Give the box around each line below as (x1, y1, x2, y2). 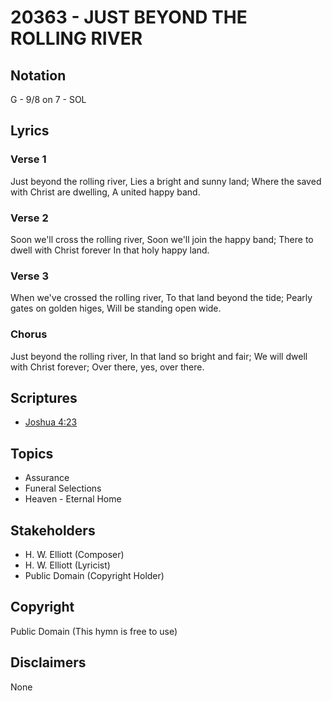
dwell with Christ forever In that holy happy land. (10, 244, 210, 256)
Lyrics (10, 122, 50, 140)
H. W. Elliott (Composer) (24, 549, 125, 561)
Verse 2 (10, 211, 49, 225)
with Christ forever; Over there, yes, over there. (10, 361, 205, 373)
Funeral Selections (24, 482, 102, 495)
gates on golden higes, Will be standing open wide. (10, 302, 222, 315)
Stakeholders (10, 522, 96, 539)
